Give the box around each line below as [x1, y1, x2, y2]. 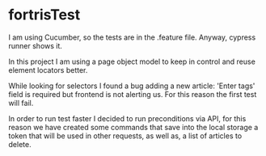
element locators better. [8, 65, 88, 74]
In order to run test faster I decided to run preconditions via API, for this [8, 113, 247, 123]
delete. [8, 139, 32, 149]
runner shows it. [8, 40, 63, 50]
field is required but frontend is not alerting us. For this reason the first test [8, 89, 257, 99]
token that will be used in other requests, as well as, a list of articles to [8, 131, 243, 141]
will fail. [8, 98, 34, 108]
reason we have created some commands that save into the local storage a [8, 122, 259, 132]
